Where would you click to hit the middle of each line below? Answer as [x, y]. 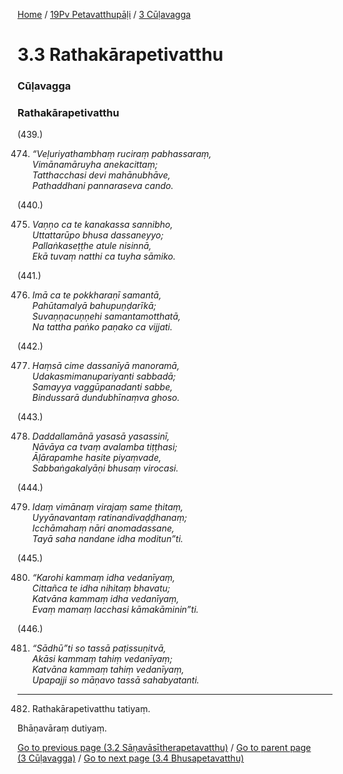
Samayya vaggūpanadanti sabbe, [102, 387]
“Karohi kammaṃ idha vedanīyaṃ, [103, 578]
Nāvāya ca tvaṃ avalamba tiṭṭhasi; [104, 447]
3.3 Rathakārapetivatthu [120, 55]
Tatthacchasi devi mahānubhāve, [101, 175]
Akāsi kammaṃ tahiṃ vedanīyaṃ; [102, 659]
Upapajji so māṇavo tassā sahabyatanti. [115, 680]
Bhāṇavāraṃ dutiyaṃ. [62, 728]
